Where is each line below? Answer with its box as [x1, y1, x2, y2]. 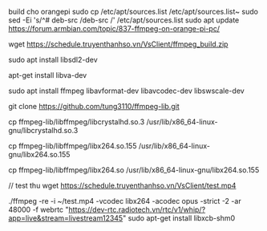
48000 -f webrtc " [8, 205, 70, 214]
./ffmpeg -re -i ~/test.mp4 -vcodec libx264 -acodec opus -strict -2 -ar [8, 197, 242, 205]
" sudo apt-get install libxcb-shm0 [123, 213, 236, 223]
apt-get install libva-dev [8, 71, 87, 79]
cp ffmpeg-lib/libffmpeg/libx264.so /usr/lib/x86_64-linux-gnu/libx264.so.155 [8, 165, 260, 175]
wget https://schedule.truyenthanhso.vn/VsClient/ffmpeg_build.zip [8, 39, 229, 49]
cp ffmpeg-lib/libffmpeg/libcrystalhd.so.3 [8, 117, 145, 127]
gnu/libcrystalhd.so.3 [8, 126, 79, 135]
